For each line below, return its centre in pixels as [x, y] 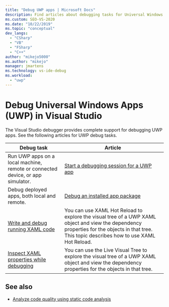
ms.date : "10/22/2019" [29, 24]
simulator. [19, 181]
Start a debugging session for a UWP [108, 165]
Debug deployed [27, 190]
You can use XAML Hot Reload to [104, 210]
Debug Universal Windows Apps [74, 105]
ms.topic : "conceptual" [30, 29]
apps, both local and [32, 196]
